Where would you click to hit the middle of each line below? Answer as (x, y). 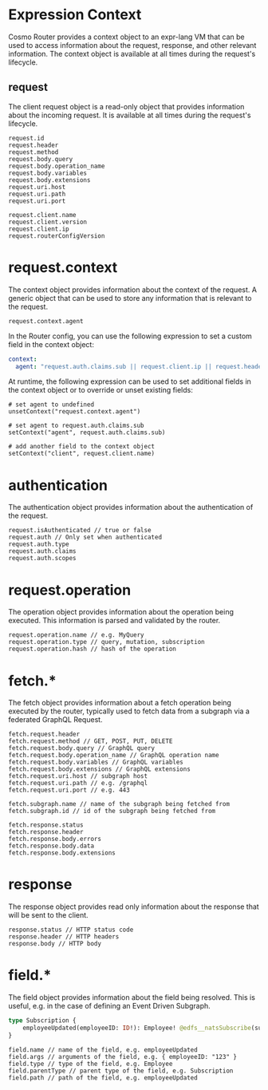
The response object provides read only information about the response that (134, 906)
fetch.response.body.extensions (62, 853)
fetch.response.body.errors (55, 839)
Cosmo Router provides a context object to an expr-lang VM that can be (126, 37)
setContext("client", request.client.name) (82, 454)
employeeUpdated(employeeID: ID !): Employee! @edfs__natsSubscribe (137, 1028)
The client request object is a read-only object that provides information (126, 106)
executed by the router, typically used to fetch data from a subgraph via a (129, 711)
